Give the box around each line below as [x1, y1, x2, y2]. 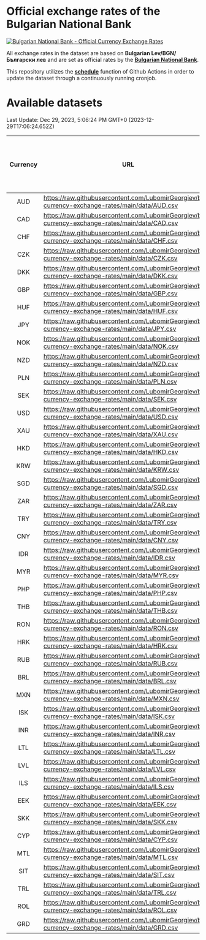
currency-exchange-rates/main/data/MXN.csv [43, 694, 180, 703]
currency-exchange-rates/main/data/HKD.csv [43, 447, 178, 456]
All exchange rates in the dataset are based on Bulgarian [6, 49, 150, 56]
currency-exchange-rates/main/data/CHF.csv [43, 236, 178, 244]
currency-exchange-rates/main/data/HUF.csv [43, 306, 178, 315]
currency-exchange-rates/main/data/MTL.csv [43, 853, 178, 862]
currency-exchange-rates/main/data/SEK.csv [43, 395, 177, 403]
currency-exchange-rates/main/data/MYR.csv [43, 571, 179, 580]
